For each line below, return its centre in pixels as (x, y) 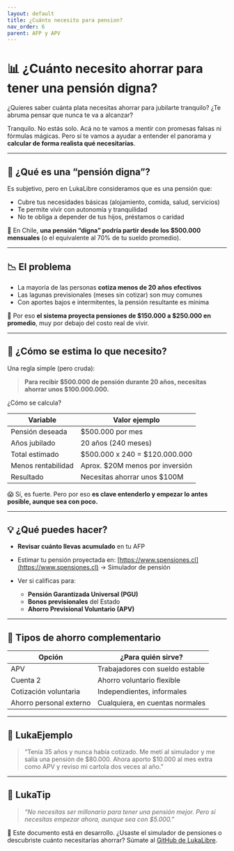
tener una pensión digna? (83, 88)
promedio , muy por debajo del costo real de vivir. (78, 323)
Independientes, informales (142, 692)
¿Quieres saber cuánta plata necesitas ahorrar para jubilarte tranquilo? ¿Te (114, 108)
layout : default (31, 14)
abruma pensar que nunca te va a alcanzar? (70, 115)
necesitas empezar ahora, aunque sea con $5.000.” (99, 819)
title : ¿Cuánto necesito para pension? (65, 20)
